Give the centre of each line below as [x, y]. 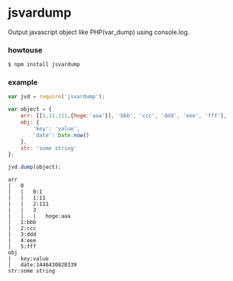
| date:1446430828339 [43, 265]
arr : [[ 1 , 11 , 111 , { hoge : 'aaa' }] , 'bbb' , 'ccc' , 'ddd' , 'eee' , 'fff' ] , [124, 116]
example [23, 83]
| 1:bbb [22, 223]
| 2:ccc [22, 228]
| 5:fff [22, 247]
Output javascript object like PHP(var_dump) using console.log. [99, 32]
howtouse [25, 50]
